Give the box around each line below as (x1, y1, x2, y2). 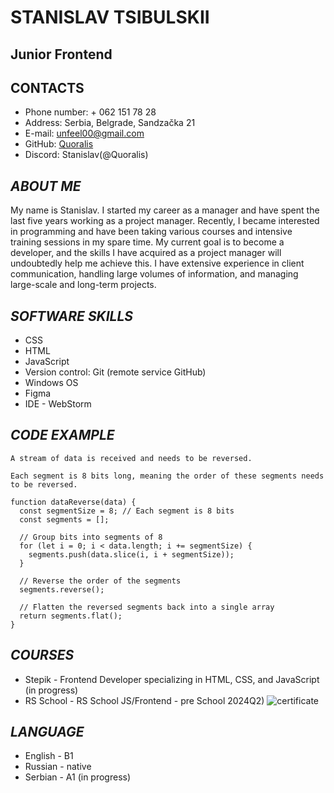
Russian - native (24, 761, 92, 773)
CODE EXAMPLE (10, 427, 115, 444)
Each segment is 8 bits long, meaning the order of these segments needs (10, 471, 325, 481)
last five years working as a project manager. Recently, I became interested (10, 215, 320, 227)
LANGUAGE (10, 724, 85, 741)
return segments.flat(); (19, 611, 123, 621)
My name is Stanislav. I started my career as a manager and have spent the (10, 204, 320, 216)
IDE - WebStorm (24, 398, 92, 410)
